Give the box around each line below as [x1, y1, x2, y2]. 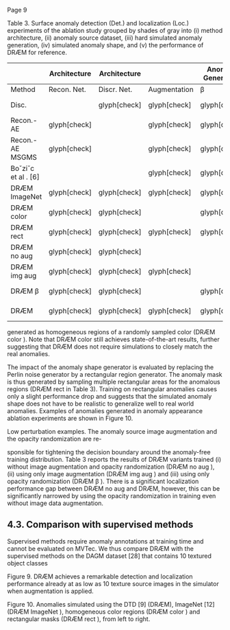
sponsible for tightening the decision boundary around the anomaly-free [7, 448, 211, 456]
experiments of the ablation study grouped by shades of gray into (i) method [7, 27, 223, 34]
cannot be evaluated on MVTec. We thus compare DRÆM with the [7, 544, 194, 552]
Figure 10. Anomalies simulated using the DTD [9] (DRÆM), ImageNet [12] [7, 600, 215, 608]
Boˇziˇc [10, 164, 35, 173]
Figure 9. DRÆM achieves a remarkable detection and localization [7, 572, 193, 581]
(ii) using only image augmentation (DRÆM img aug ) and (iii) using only [7, 470, 210, 478]
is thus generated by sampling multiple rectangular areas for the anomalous [7, 377, 220, 386]
